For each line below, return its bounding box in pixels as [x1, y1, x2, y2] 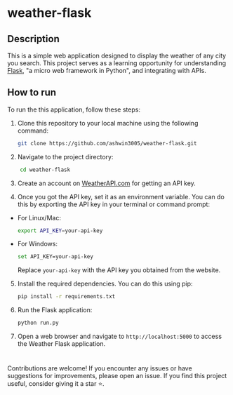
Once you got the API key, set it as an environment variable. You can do [17, 192, 225, 201]
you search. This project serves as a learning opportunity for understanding [7, 59, 227, 67]
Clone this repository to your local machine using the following [17, 119, 199, 127]
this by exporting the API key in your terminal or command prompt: [17, 200, 211, 208]
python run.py [17, 319, 59, 327]
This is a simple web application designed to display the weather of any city [7, 51, 227, 60]
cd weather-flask [20, 166, 71, 173]
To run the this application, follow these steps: [7, 105, 140, 114]
